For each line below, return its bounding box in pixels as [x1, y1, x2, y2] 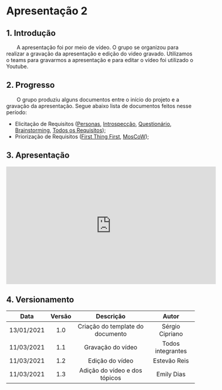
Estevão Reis [153, 357, 190, 365]
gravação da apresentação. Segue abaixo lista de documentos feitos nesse [6, 102, 192, 109]
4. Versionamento [6, 294, 75, 305]
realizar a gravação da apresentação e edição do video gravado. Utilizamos [6, 50, 193, 57]
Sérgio [162, 323, 181, 331]
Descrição [95, 312, 126, 321]
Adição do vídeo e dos [79, 366, 142, 374]
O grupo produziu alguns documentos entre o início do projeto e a [17, 96, 180, 103]
